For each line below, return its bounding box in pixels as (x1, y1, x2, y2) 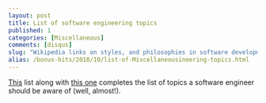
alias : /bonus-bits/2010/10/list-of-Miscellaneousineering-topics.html (8, 56, 249, 64)
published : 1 (8, 26, 51, 34)
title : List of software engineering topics (8, 19, 158, 27)
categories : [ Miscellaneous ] (8, 33, 104, 42)
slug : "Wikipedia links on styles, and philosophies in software (8, 48, 228, 56)
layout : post (8, 11, 51, 20)
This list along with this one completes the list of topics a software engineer (8, 77, 255, 87)
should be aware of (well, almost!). (8, 86, 121, 95)
